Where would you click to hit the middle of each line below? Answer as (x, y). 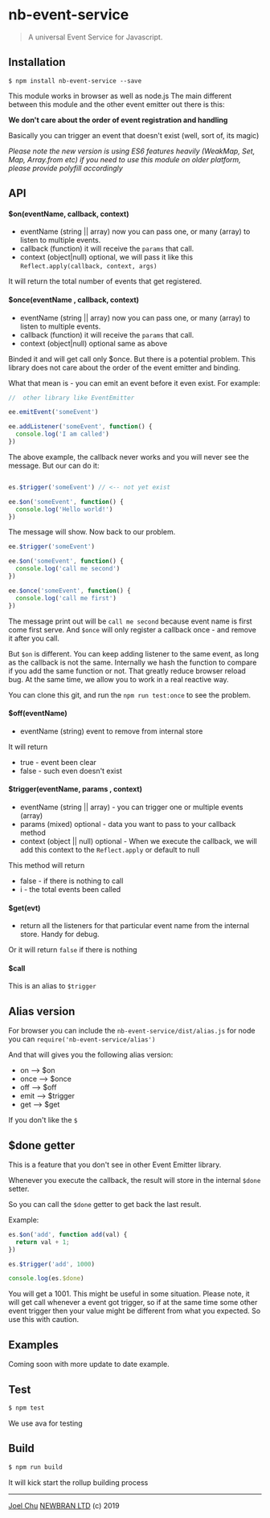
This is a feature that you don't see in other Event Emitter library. (115, 1164)
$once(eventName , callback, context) (74, 300)
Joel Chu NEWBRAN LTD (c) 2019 (64, 1505)
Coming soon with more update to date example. (89, 1365)
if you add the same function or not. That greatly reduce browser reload (127, 671)
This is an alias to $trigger (52, 986)
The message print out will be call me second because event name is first (130, 621)
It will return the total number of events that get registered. (105, 281)
